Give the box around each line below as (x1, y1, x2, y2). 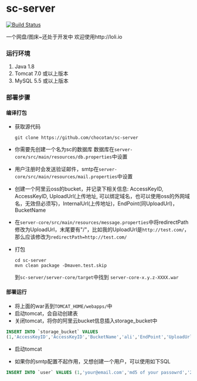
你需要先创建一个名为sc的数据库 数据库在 (14, 146, 115, 153)
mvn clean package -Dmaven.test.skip (14, 263, 107, 268)
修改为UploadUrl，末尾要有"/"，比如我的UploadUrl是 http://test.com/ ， (14, 226, 189, 233)
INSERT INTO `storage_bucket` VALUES (6, 329, 98, 335)
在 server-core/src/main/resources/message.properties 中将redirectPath (14, 219, 189, 226)
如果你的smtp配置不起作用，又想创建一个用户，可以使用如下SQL (14, 358, 171, 365)
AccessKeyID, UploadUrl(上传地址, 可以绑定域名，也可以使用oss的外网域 (14, 193, 191, 200)
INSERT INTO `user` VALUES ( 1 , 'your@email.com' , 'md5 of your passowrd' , (6, 370, 188, 376)
